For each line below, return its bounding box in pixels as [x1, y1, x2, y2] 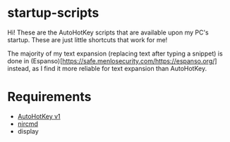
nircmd [17, 120, 39, 128]
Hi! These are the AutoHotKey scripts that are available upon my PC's [7, 28, 210, 37]
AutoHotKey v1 [17, 112, 61, 120]
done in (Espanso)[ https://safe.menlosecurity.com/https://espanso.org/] [7, 56, 217, 65]
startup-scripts [7, 5, 99, 21]
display [17, 127, 39, 135]
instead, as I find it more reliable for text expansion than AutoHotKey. [7, 64, 207, 72]
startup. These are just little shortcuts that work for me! [7, 35, 168, 44]
